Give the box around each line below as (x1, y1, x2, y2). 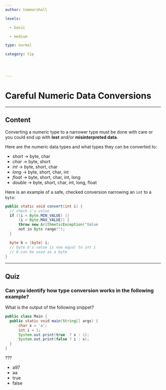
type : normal (5, 43, 32, 48)
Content (5, 116, 31, 124)
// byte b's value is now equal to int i (9, 245, 96, 249)
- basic (9, 25, 26, 30)
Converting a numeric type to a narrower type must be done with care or (5, 129, 153, 135)
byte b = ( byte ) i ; (9, 240, 50, 245)
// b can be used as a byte (9, 249, 68, 254)
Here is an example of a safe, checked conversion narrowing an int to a (5, 189, 152, 195)
